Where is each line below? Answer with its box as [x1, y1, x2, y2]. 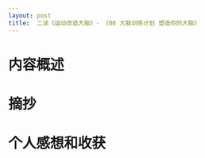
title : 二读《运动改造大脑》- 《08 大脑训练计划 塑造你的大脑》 [8, 19, 200, 27]
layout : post [8, 11, 52, 20]
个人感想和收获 [8, 134, 106, 152]
